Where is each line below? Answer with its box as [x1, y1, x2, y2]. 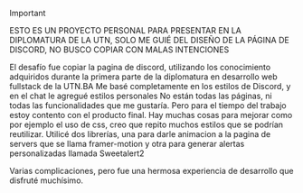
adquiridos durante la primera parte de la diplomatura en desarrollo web [9, 71, 278, 82]
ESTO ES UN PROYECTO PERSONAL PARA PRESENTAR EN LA [9, 25, 241, 35]
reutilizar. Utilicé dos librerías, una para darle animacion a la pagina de [9, 129, 271, 139]
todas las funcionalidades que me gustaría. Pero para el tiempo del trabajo [9, 100, 287, 111]
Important [9, 8, 46, 18]
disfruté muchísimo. [9, 175, 84, 186]
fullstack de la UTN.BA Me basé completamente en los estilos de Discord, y [9, 81, 291, 91]
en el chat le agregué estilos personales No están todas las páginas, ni [9, 90, 273, 101]
